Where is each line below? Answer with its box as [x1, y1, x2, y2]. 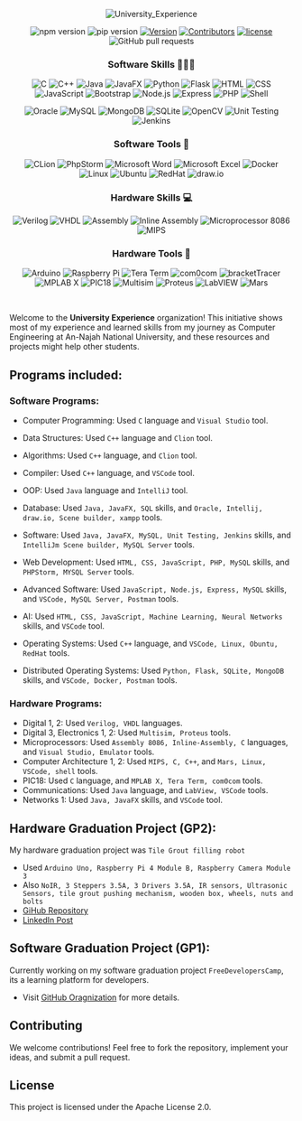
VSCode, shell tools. [22, 766, 98, 777]
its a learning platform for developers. [9, 974, 150, 985]
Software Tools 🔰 [113, 138, 190, 151]
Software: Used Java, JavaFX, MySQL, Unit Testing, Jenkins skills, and [22, 529, 291, 540]
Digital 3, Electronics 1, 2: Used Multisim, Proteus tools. [22, 727, 232, 738]
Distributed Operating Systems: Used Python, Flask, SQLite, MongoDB [22, 665, 285, 676]
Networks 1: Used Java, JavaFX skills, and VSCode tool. [22, 795, 224, 806]
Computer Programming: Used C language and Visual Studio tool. [22, 415, 269, 425]
